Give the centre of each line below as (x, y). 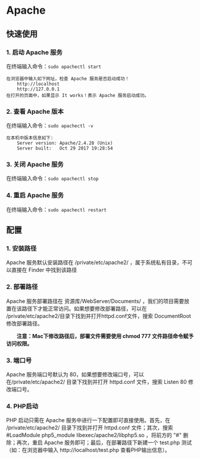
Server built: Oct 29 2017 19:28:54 (65, 149)
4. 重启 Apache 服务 (35, 195)
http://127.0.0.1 (38, 89)
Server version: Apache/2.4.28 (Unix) (65, 143)
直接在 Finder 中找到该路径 (44, 270)
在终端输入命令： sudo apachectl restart (57, 210)
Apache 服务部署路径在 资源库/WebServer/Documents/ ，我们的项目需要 (95, 301)
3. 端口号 (19, 360)
